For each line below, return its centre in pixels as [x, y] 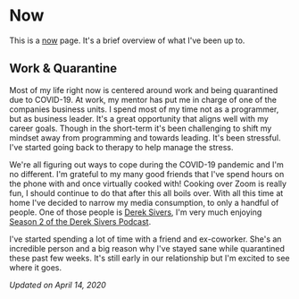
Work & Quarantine [63, 68]
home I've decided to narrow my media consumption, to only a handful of [144, 202]
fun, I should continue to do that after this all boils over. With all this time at [146, 192]
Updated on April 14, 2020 [58, 285]
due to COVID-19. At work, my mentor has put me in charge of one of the [143, 99]
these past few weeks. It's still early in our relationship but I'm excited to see [149, 258]
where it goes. [36, 267]
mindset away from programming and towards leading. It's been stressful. [145, 137]
